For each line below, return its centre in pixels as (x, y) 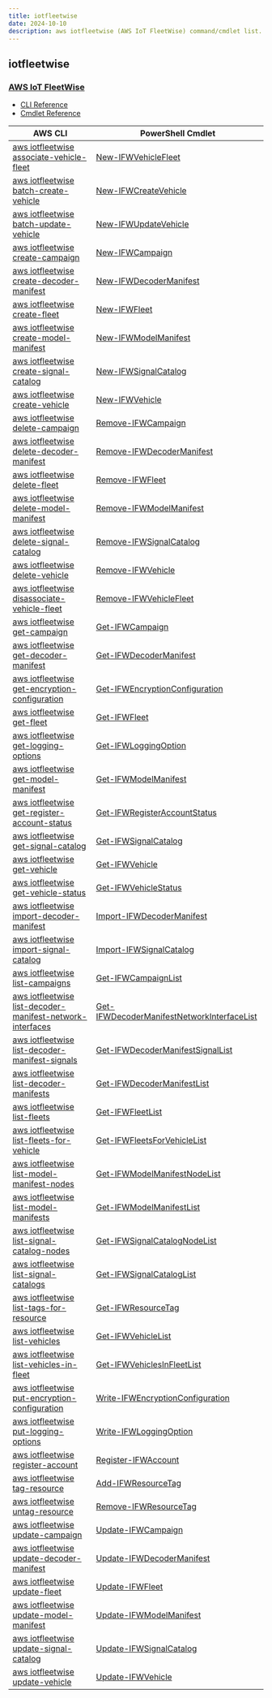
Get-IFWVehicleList (134, 1336)
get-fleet (30, 722)
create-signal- (41, 372)
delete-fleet (36, 485)
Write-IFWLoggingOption (144, 1432)
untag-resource (43, 1512)
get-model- (36, 779)
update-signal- (42, 1648)
